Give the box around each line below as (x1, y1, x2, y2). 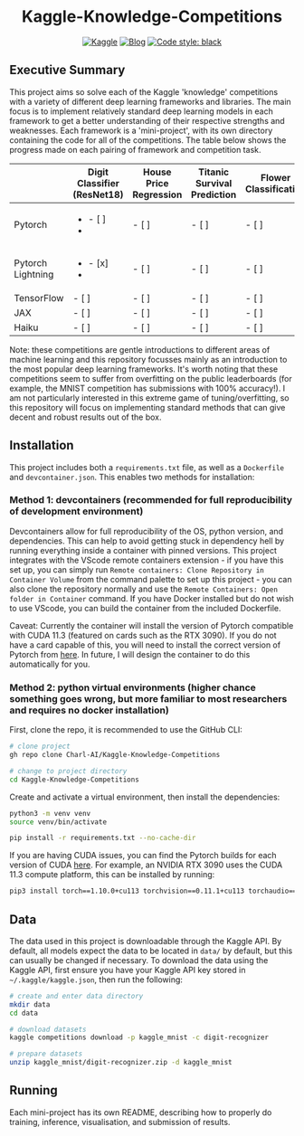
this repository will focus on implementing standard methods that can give (9, 402, 286, 412)
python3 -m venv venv (9, 809, 91, 818)
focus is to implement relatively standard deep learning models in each (9, 106, 273, 117)
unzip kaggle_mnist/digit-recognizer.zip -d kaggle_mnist (9, 1058, 233, 1067)
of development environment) (9, 505, 144, 517)
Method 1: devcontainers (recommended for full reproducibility (9, 494, 292, 506)
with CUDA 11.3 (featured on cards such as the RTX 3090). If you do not (9, 630, 278, 640)
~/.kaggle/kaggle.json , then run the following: (9, 974, 184, 985)
